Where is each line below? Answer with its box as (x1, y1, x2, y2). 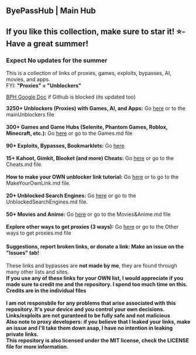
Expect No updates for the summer (6, 56, 108, 65)
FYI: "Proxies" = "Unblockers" (6, 82, 82, 89)
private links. (6, 331, 39, 338)
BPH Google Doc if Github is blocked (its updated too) (6, 93, 136, 100)
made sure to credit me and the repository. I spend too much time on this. (6, 281, 188, 288)
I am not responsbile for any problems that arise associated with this (6, 300, 176, 307)
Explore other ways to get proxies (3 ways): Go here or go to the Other (6, 224, 179, 231)
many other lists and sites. (6, 268, 70, 276)
